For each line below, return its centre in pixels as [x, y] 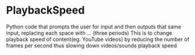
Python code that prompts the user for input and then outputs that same [94, 27]
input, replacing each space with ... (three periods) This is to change [89, 33]
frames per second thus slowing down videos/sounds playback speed [92, 46]
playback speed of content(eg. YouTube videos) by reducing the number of [98, 39]
